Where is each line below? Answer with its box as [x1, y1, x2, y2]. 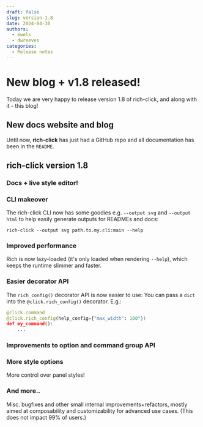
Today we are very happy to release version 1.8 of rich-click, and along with [6, 96, 197, 103]
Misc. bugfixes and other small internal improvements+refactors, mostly [6, 401, 188, 408]
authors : [6, 26, 29, 32]
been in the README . [6, 142, 54, 150]
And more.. [6, 387, 41, 395]
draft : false [6, 9, 40, 15]
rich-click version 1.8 [6, 160, 89, 170]
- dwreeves [12, 37, 40, 43]
